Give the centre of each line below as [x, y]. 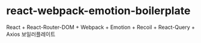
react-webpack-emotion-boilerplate [98, 11]
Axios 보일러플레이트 [31, 34]
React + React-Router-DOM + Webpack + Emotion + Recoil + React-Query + [100, 27]
